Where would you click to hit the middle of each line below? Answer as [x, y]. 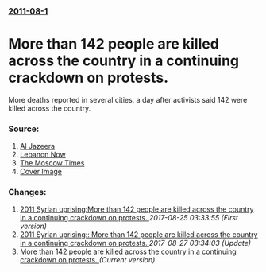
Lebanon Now [42, 155]
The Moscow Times [52, 163]
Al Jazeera [37, 146]
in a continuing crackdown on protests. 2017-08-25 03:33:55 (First [129, 218]
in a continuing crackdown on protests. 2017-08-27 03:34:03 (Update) [135, 243]
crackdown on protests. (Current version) [87, 260]
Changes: [27, 192]
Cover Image [40, 172]
